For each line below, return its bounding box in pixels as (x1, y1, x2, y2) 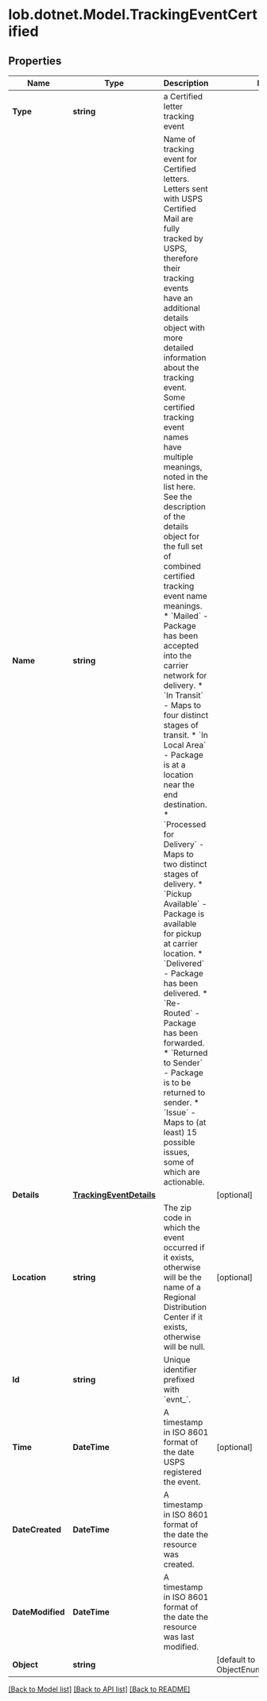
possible (163, 1137, 195, 1147)
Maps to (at (163, 1117, 207, 1127)
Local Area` (163, 740, 207, 750)
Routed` (163, 1007, 193, 1019)
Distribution (163, 1301, 207, 1312)
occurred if (163, 1242, 205, 1253)
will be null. (163, 1341, 205, 1352)
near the (163, 779, 195, 790)
